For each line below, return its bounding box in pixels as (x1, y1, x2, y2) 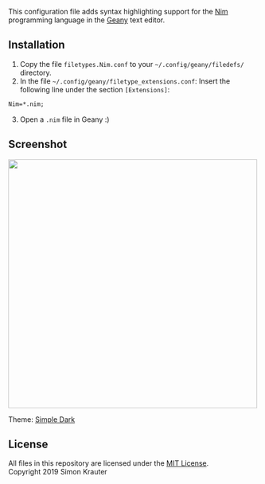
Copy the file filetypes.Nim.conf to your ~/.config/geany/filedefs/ (19, 59, 244, 68)
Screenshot (8, 138, 68, 151)
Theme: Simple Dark (8, 414, 76, 424)
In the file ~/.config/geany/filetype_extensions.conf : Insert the (19, 76, 231, 86)
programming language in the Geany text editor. (8, 15, 166, 25)
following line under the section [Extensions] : (19, 84, 170, 94)
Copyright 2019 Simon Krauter (8, 467, 107, 477)
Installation (8, 38, 65, 52)
